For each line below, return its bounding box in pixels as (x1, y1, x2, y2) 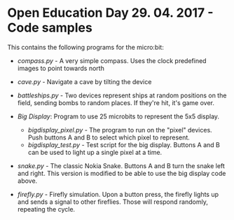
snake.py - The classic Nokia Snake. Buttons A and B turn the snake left (17, 161, 226, 170)
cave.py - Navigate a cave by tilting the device (17, 77, 152, 85)
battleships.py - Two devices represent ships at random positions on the (17, 91, 227, 99)
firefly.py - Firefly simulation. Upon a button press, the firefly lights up (17, 190, 219, 198)
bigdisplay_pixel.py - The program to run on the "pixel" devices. (27, 125, 212, 134)
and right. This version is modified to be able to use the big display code (17, 169, 226, 177)
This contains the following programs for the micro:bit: (7, 43, 165, 51)
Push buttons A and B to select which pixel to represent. (27, 133, 191, 142)
